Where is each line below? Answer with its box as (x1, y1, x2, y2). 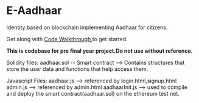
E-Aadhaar (6, 4, 62, 18)
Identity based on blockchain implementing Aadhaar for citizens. (6, 24, 168, 31)
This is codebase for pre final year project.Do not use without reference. (6, 47, 193, 55)
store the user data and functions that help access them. (6, 65, 148, 73)
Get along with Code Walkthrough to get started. (6, 35, 128, 42)
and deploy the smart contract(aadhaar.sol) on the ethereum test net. (6, 90, 180, 97)
